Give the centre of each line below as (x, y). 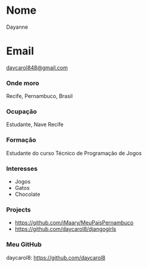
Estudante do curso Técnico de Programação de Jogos (74, 153)
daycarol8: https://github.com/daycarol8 (56, 257)
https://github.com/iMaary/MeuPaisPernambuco (74, 223)
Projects (18, 210)
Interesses (22, 168)
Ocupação (21, 112)
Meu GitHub (24, 244)
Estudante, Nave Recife (35, 125)
